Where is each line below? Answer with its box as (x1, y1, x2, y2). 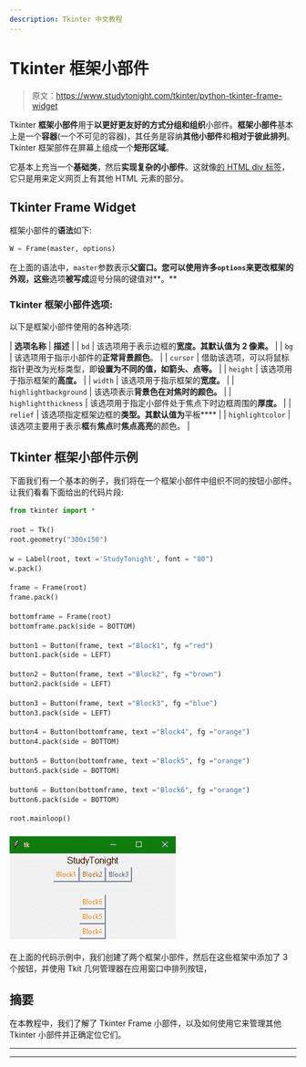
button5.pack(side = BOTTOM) (9, 766, 120, 775)
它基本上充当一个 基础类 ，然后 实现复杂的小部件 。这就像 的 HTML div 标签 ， (9, 161, 290, 173)
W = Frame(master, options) (9, 245, 117, 254)
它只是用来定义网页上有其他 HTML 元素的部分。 (9, 173, 189, 183)
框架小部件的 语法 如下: (9, 225, 93, 236)
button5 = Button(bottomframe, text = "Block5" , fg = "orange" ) (9, 757, 250, 766)
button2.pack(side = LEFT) (9, 680, 112, 689)
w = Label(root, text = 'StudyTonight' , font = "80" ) (9, 554, 214, 563)
